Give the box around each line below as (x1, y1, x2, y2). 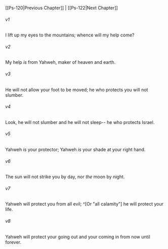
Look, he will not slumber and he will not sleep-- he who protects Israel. (5, 119, 155, 125)
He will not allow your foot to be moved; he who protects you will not (5, 87, 148, 93)
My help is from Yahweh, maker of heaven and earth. (5, 59, 116, 65)
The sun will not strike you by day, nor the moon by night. (5, 174, 125, 180)
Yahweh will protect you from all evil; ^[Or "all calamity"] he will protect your (5, 201, 163, 207)
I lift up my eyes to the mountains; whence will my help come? (5, 32, 135, 38)
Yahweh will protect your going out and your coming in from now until (5, 233, 150, 240)
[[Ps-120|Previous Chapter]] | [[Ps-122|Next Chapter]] (5, 5, 118, 11)
